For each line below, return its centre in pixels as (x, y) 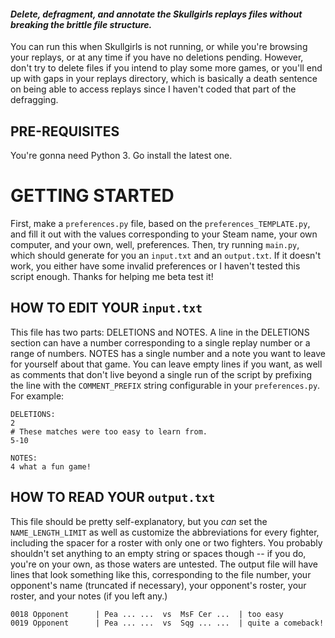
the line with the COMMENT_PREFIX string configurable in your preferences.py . (165, 385)
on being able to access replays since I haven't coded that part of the (153, 89)
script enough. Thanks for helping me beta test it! (112, 276)
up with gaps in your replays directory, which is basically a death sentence (164, 79)
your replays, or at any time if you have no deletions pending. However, (157, 57)
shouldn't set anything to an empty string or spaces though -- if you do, (158, 553)
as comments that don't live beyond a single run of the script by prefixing (161, 374)
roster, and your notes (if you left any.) (89, 596)
